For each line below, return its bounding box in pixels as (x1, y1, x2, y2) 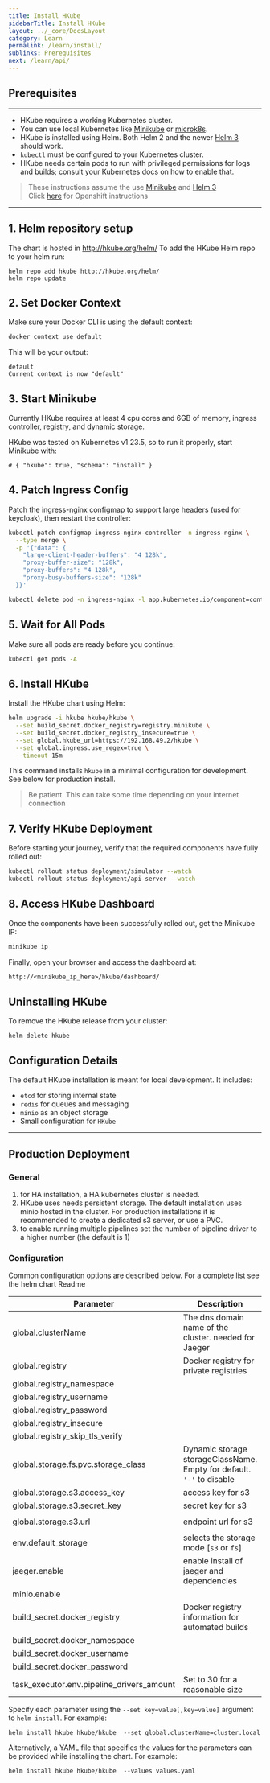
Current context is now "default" (8, 370, 125, 378)
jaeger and (182, 1566, 223, 1577)
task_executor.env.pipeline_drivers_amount (12, 1679, 175, 1690)
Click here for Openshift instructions (27, 191, 149, 200)
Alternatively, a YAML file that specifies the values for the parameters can (8, 1743, 252, 1752)
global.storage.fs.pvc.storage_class (12, 1459, 146, 1470)
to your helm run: (8, 251, 66, 261)
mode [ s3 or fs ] (182, 1542, 243, 1554)
